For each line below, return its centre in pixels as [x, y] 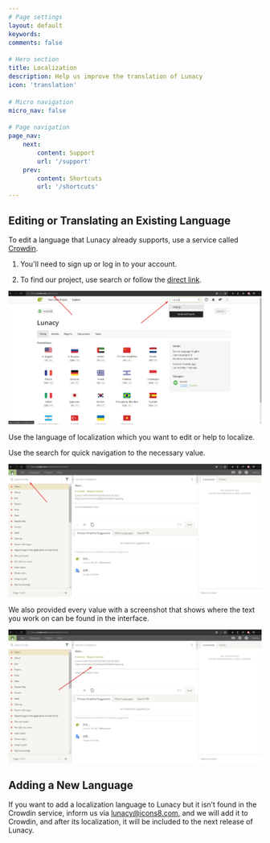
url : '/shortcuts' [68, 187]
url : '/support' [64, 161]
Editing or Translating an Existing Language [120, 220]
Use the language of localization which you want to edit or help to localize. [132, 437]
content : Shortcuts [70, 178]
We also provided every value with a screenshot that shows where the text [132, 610]
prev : [32, 170]
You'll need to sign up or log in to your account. [98, 264]
